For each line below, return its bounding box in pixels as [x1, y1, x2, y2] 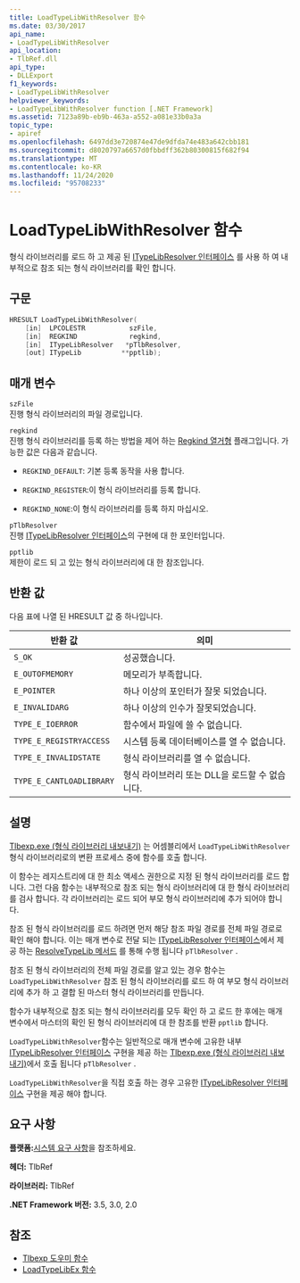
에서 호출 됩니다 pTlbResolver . [26, 1058, 137, 1069]
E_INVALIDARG [13, 702, 70, 712]
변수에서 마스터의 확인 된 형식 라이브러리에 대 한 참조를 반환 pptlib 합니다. [9, 1016, 269, 1027]
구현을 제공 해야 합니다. [25, 1088, 107, 1098]
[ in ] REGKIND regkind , [25, 332, 162, 341]
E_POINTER [13, 685, 55, 696]
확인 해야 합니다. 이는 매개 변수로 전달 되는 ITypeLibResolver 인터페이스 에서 [9, 934, 275, 945]
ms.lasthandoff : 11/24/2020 [9, 170, 114, 179]
